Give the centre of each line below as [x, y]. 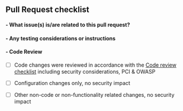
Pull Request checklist [47, 10]
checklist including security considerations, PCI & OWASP [85, 71]
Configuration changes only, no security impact [72, 83]
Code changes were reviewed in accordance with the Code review [95, 65]
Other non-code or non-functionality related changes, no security [94, 94]
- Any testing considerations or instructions [61, 38]
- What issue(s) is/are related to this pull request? [68, 25]
